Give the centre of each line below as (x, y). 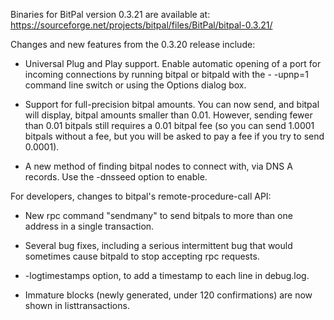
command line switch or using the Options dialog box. (135, 85)
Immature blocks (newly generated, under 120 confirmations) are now (168, 295)
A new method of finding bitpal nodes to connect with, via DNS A (158, 166)
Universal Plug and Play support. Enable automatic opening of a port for (173, 63)
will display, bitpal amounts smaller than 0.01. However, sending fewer (168, 115)
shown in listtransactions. (77, 305)
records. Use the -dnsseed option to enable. (116, 177)
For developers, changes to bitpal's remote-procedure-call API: (141, 196)
